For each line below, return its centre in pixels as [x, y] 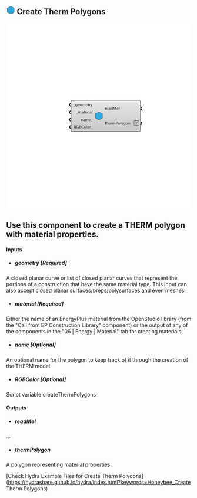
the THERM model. [29, 366]
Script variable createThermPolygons [51, 394]
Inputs [14, 249]
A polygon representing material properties [58, 465]
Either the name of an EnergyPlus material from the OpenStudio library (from [99, 319]
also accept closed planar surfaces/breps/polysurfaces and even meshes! [96, 290]
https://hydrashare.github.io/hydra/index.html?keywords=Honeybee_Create [99, 482]
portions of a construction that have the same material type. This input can [96, 284]
